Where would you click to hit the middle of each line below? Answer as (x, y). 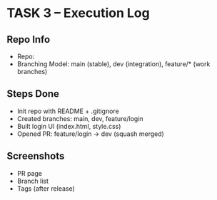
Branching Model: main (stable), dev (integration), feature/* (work (113, 64)
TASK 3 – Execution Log (79, 13)
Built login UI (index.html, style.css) (69, 126)
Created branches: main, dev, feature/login (80, 118)
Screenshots (36, 156)
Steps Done (33, 94)
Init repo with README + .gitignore (68, 111)
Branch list (33, 181)
